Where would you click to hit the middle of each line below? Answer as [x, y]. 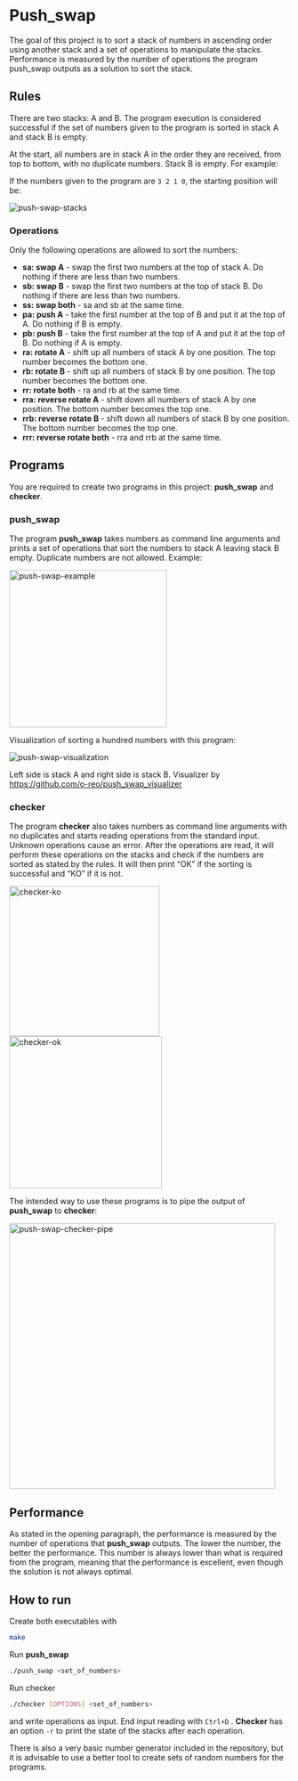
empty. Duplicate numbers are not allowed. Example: [106, 558]
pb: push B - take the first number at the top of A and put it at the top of [153, 334]
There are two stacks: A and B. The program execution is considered [135, 117]
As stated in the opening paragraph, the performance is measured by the [143, 1534]
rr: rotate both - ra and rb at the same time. [102, 390]
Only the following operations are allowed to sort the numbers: [124, 250]
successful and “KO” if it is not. [66, 874]
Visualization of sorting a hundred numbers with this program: [123, 741]
